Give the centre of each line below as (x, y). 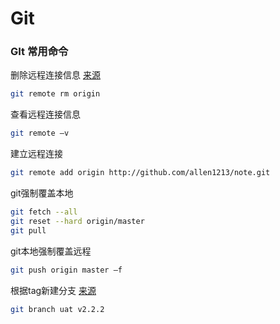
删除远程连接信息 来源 (55, 75)
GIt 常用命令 (39, 52)
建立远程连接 (36, 154)
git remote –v (40, 133)
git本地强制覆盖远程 (51, 251)
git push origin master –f (66, 270)
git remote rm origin (55, 94)
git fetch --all (44, 212)
